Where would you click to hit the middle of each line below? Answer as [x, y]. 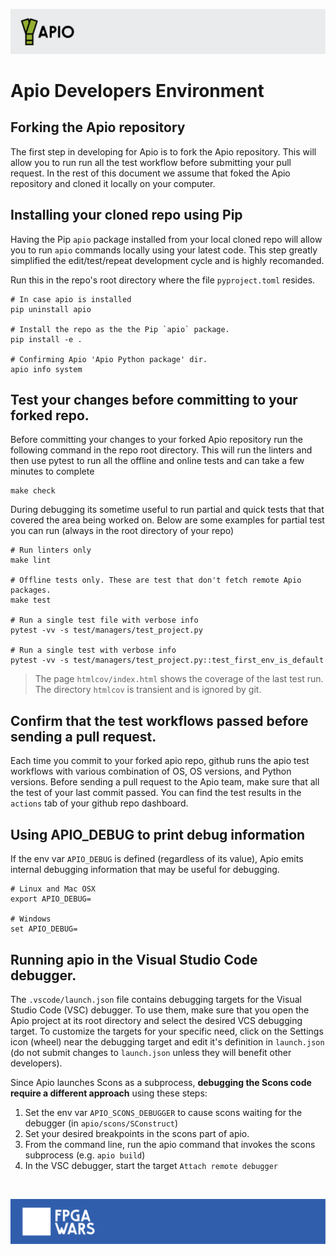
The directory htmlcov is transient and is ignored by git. [148, 690]
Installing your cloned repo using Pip [126, 215]
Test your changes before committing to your [154, 400]
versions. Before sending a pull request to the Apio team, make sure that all [165, 782]
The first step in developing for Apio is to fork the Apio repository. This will [163, 151]
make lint [31, 560]
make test [31, 600]
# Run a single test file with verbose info [104, 620]
